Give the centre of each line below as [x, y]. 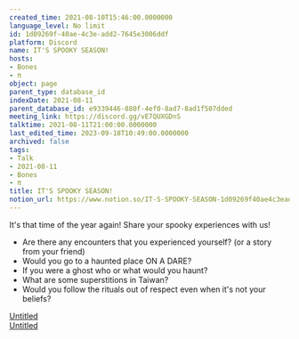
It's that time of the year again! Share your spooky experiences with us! [140, 224]
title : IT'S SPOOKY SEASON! [61, 191]
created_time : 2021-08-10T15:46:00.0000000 [91, 17]
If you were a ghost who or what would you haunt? [115, 270]
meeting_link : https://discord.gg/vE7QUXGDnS [95, 117]
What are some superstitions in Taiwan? [95, 279]
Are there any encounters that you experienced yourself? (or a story [147, 242]
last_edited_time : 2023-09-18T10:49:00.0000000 [99, 133]
